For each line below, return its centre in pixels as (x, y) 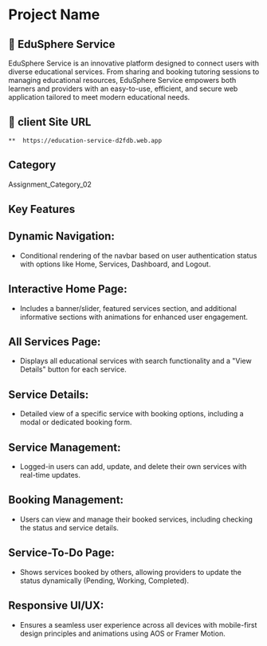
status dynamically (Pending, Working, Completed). (104, 581)
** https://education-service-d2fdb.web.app (85, 140)
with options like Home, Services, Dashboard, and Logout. (115, 264)
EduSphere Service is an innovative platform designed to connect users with (134, 63)
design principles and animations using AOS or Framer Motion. (122, 633)
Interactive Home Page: (68, 289)
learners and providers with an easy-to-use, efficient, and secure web (123, 89)
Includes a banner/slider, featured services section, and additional (128, 308)
